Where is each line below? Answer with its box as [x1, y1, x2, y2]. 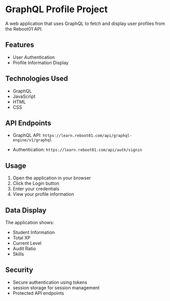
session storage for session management [12, 284, 100, 291]
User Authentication [12, 54, 55, 60]
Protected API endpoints [12, 290, 64, 296]
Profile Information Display [12, 60, 69, 66]
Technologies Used [5, 74, 68, 83]
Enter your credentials [12, 186, 60, 192]
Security [5, 266, 33, 275]
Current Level [12, 240, 42, 246]
